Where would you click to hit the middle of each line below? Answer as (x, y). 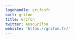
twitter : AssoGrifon (27, 24)
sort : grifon (19, 15)
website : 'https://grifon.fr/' (38, 29)
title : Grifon (20, 19)
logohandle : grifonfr (28, 10)
